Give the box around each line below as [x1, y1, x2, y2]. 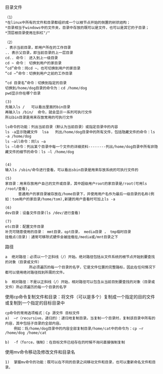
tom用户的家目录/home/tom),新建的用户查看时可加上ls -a [12, 197, 115, 202]
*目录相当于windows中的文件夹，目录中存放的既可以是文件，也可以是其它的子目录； [5, 25, 149, 30]
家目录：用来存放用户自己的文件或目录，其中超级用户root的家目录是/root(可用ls [5, 181, 147, 186]
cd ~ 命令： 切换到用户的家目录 [5, 61, 62, 65]
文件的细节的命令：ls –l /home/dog [8, 149, 74, 154]
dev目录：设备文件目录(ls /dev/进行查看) [5, 210, 81, 215]
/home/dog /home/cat [5, 331, 47, 335]
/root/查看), [5, 187, 30, 191]
